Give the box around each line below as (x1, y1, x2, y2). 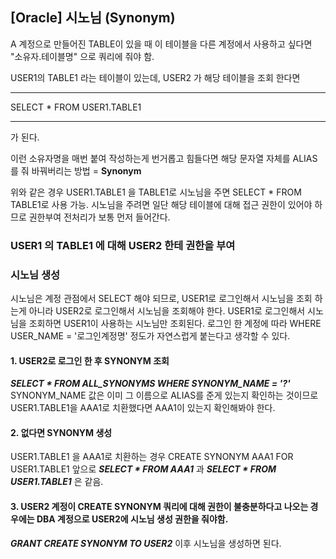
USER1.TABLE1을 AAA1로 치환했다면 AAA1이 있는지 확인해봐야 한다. (10, 402, 276, 414)
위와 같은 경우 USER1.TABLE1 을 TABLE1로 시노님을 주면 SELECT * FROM (10, 186, 302, 198)
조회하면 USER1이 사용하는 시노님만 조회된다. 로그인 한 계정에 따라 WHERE (28, 318, 322, 330)
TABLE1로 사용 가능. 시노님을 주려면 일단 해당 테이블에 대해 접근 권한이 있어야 (10, 198, 313, 210)
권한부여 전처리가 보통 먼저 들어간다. (28, 211, 171, 223)
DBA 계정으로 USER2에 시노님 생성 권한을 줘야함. (36, 513, 229, 525)
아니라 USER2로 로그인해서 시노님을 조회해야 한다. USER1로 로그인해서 (28, 305, 306, 317)
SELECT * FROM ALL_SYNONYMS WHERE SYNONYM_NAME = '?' (10, 378, 291, 390)
